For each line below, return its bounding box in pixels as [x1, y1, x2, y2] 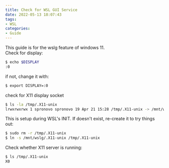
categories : [5, 26, 30, 31]
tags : [5, 17, 17, 22]
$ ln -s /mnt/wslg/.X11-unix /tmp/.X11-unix [5, 135, 100, 141]
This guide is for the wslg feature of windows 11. [5, 45, 105, 50]
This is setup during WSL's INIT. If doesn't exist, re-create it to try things [5, 116, 155, 122]
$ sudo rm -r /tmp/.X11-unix [5, 131, 66, 136]
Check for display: [5, 50, 43, 56]
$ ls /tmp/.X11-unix [5, 154, 49, 159]
